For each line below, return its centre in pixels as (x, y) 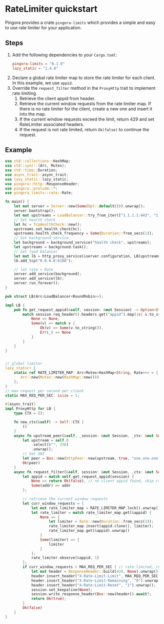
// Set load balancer (36, 252)
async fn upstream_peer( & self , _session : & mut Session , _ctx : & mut (84, 436)
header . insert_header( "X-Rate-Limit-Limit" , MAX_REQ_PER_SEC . (96, 576)
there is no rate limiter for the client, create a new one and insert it (86, 109)
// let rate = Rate (34, 269)
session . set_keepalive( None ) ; (62, 590)
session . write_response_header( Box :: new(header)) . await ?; (91, 594)
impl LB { (15, 305)
